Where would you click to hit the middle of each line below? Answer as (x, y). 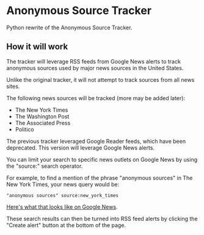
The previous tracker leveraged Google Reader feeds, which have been (96, 141)
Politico (25, 129)
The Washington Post (42, 116)
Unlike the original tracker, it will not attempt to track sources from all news (100, 79)
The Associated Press (43, 123)
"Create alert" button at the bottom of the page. (66, 225)
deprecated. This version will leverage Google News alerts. (80, 148)
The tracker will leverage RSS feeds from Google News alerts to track (94, 61)
